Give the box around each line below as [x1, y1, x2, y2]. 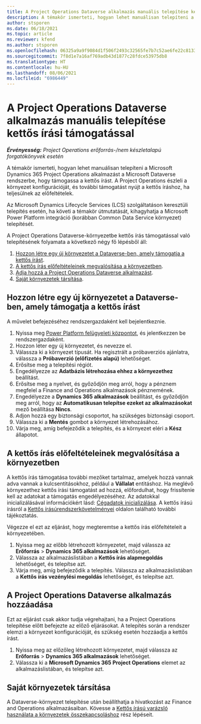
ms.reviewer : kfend [7, 36, 55, 42]
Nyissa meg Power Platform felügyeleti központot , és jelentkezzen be [15, 329, 186, 337]
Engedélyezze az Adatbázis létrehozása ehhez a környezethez [15, 367, 174, 374]
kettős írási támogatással [7, 127, 135, 140]
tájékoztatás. [7, 512, 38, 519]
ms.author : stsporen [7, 42, 58, 48]
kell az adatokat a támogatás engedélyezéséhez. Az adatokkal [7, 493, 160, 500]
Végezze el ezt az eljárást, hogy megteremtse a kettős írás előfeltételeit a [7, 523, 187, 530]
